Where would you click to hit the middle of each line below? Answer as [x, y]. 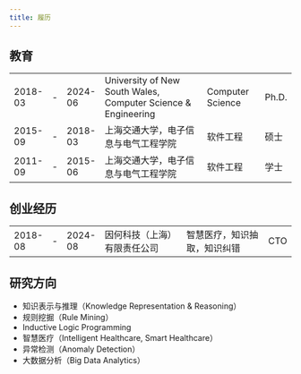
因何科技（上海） [141, 235]
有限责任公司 [132, 249]
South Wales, [132, 92]
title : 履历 [30, 17]
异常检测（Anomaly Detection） [81, 349]
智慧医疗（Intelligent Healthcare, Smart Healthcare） [120, 338]
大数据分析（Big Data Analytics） [83, 361]
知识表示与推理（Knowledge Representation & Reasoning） [132, 306]
